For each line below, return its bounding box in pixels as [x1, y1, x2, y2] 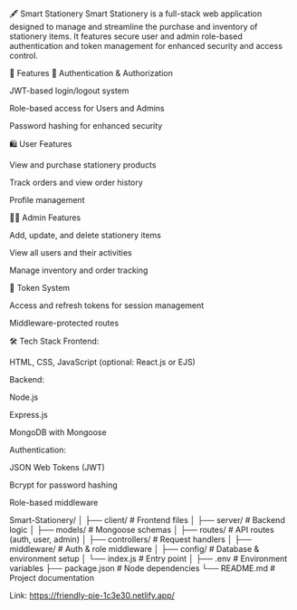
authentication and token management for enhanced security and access [9, 41, 283, 51]
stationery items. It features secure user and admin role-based [9, 31, 243, 42]
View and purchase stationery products [9, 160, 157, 170]
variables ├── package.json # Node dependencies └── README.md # [9, 563, 276, 574]
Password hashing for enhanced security [9, 121, 163, 131]
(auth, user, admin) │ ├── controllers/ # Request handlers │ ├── [9, 534, 252, 545]
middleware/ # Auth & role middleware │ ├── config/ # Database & [9, 544, 260, 554]
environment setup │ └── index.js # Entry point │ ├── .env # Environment [9, 553, 288, 564]
